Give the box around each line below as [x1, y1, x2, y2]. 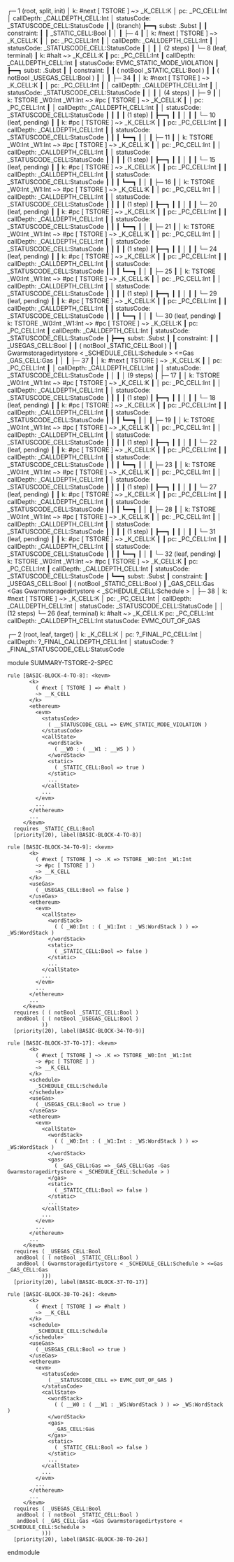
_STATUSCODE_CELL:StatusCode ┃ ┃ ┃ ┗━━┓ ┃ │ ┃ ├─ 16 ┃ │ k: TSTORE [7, 178, 215, 186]
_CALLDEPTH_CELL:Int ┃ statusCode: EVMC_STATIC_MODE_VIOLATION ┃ [7, 59, 219, 67]
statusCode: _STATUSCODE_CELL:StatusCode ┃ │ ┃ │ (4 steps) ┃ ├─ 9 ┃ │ [7, 88, 222, 97]
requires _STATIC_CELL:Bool [13, 825, 96, 832]
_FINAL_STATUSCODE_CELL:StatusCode [7, 645, 124, 653]
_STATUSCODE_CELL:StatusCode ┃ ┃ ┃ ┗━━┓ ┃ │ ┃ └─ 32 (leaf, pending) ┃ [7, 550, 222, 558]
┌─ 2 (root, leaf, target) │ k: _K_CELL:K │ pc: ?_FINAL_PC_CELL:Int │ [7, 630, 204, 639]
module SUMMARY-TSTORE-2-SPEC [7, 659, 114, 667]
